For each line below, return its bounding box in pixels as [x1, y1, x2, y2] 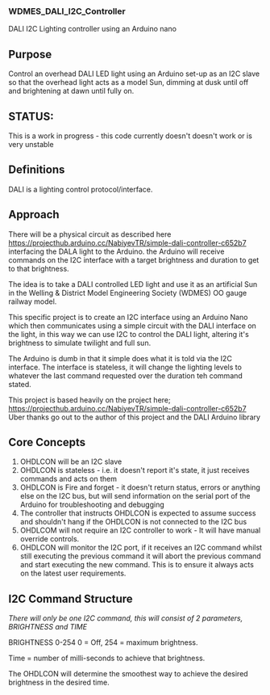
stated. [8, 379, 32, 389]
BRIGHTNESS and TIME [8, 622, 87, 632]
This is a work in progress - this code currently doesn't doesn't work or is [8, 131, 252, 141]
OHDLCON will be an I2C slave [19, 457, 123, 466]
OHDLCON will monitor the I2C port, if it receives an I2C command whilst [19, 543, 263, 553]
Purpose [8, 47, 52, 61]
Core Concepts [8, 435, 86, 449]
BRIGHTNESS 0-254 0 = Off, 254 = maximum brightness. [8, 638, 198, 647]
